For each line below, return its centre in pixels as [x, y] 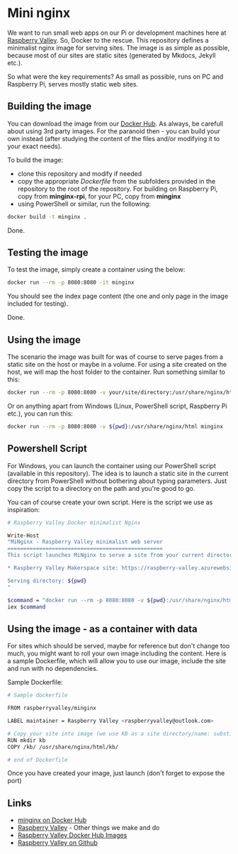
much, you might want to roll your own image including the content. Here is [117, 653]
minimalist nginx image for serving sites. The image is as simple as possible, [119, 48]
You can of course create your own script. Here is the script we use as [110, 502]
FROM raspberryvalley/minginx [52, 708]
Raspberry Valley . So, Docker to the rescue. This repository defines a [108, 40]
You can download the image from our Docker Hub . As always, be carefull [115, 123]
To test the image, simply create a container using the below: [96, 270]
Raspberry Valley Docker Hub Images [72, 836]
